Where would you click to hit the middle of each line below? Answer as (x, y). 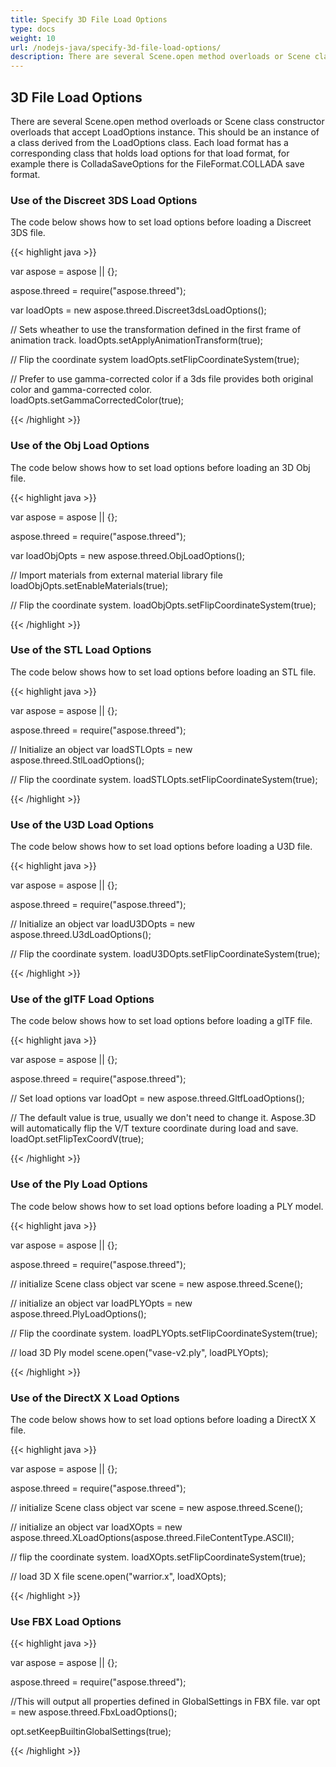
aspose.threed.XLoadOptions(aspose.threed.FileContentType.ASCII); (152, 1538)
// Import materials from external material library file (116, 575)
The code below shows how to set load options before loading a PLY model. (167, 1206)
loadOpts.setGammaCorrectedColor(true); (97, 400)
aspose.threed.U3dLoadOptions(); (81, 935)
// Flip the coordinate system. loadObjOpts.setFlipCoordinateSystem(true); (163, 605)
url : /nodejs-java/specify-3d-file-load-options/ (116, 47)
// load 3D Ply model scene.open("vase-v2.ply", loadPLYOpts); (139, 1352)
